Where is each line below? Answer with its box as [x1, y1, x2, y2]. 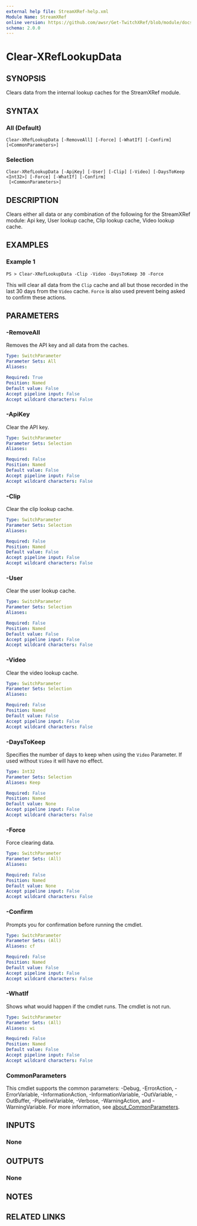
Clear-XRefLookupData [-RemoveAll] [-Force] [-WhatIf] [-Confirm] [6, 137, 172, 143]
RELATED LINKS [6, 1212, 66, 1222]
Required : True [6, 375, 43, 381]
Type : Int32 [6, 768, 35, 774]
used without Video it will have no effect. [6, 757, 104, 764]
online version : [6, 19, 46, 25]
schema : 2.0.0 [6, 25, 41, 31]
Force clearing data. [6, 839, 55, 846]
